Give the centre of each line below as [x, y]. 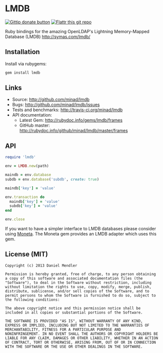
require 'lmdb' [20, 157]
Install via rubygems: [26, 63]
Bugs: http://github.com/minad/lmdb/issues [56, 105]
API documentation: [32, 115]
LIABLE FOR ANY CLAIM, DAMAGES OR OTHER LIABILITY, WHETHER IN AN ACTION [82, 338]
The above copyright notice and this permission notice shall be [73, 308]
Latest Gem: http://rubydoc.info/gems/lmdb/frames [71, 120]
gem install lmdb [23, 73]
